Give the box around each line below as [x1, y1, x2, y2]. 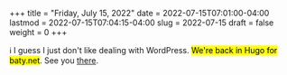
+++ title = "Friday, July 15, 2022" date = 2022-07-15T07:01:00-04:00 [9, 8, 270, 18]
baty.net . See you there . [9, 55, 99, 66]
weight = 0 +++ [9, 27, 68, 37]
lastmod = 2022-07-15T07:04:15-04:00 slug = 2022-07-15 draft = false [9, 17, 274, 28]
